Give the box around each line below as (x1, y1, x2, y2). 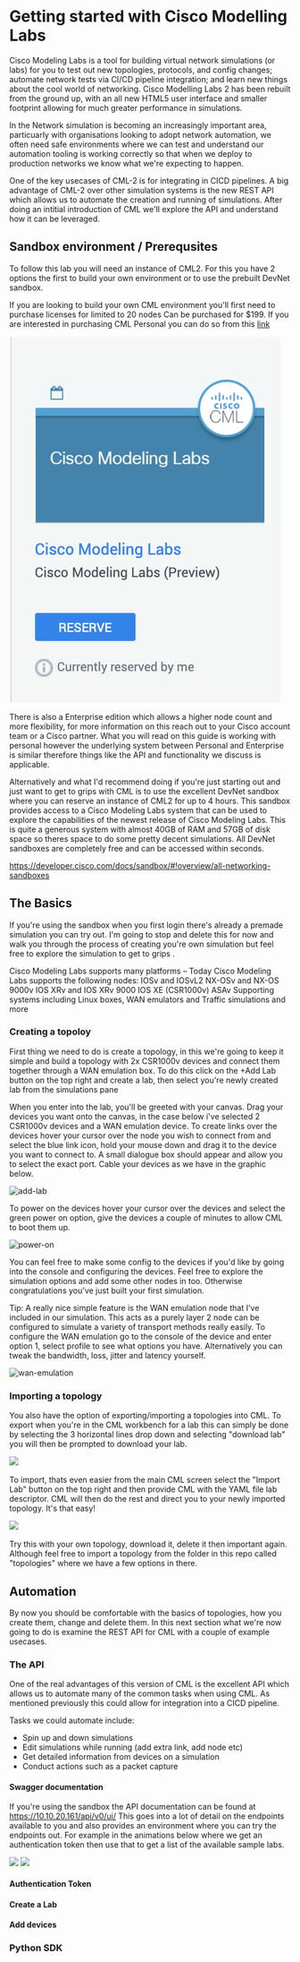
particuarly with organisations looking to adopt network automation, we (9, 129, 272, 140)
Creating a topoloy (9, 1025, 92, 1038)
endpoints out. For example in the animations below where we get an (9, 1829, 263, 1841)
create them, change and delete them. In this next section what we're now (9, 1616, 282, 1627)
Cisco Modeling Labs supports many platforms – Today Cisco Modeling (9, 965, 272, 976)
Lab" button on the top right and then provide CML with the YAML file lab (9, 1484, 278, 1495)
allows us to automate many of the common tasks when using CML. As (9, 1688, 271, 1699)
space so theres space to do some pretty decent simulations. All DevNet (9, 833, 276, 844)
